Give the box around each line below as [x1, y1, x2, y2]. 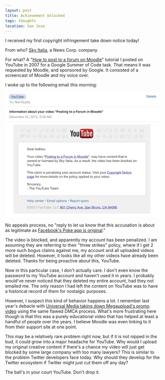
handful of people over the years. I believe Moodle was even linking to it [5, 318, 151, 324]
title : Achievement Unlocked [5, 13, 65, 18]
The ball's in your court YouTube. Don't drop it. [5, 369, 100, 375]
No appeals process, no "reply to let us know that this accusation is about [5, 222, 155, 228]
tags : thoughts [5, 18, 36, 23]
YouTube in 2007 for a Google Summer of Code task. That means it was [5, 62, 151, 68]
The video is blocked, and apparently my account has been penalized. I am [5, 237, 158, 243]
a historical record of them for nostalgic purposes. [5, 288, 107, 294]
